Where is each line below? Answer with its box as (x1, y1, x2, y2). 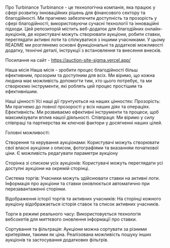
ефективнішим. (5, 89, 38, 94)
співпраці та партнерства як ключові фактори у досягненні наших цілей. (5, 120, 162, 126)
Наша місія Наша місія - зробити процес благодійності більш (5, 67, 138, 73)
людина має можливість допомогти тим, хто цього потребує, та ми (5, 78, 152, 84)
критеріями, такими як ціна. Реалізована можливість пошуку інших (5, 231, 152, 237)
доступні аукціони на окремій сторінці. (5, 166, 90, 171)
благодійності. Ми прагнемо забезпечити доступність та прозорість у (5, 15, 157, 21)
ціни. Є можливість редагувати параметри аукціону (5, 150, 118, 156)
